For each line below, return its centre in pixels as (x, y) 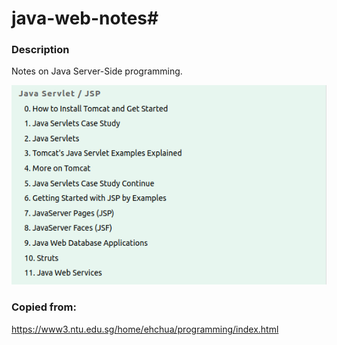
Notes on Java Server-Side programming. (97, 71)
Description (40, 50)
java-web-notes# (85, 18)
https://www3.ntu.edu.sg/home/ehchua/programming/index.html (145, 329)
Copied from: (44, 307)
